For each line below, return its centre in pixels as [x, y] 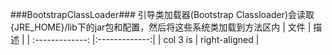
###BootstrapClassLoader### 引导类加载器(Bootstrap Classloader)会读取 [162, 14]
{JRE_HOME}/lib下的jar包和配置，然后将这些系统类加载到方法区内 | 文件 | [161, 27]
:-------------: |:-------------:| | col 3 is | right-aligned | [146, 39]
